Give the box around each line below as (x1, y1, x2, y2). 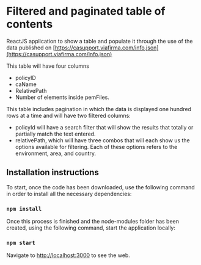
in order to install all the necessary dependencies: (6, 190, 132, 197)
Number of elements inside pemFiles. (15, 93, 110, 101)
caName (15, 81, 37, 88)
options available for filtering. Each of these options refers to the (15, 143, 178, 150)
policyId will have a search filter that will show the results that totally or (15, 123, 194, 131)
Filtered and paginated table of (6, 4, 166, 18)
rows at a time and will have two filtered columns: (6, 112, 131, 119)
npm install (6, 205, 42, 212)
